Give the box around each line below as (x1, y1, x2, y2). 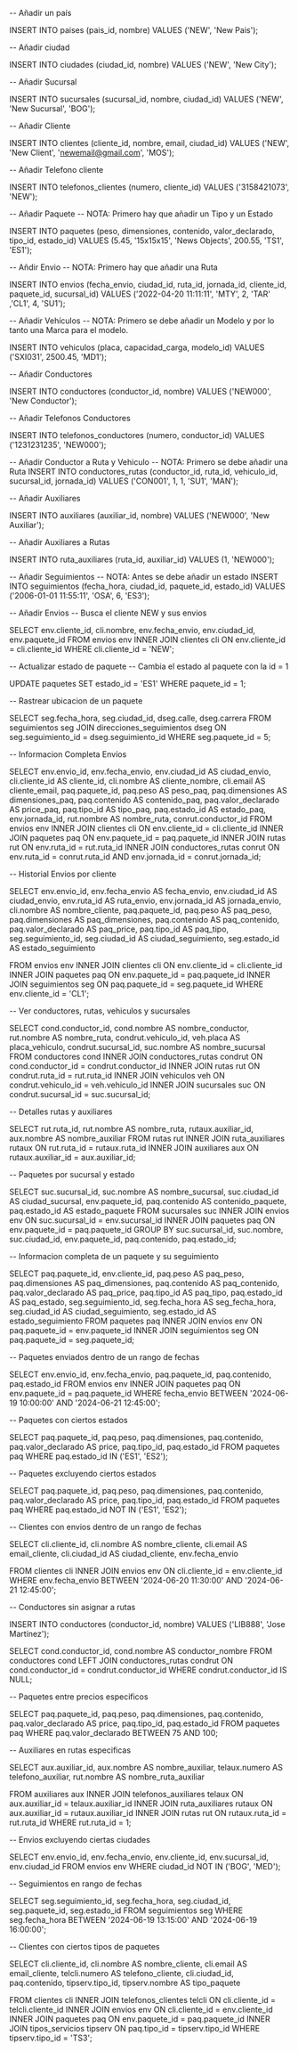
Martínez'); (9, 1629, 50, 1639)
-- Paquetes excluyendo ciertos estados (9, 1469, 157, 1478)
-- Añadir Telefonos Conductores (9, 413, 131, 423)
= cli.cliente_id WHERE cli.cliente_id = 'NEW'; (9, 644, 175, 654)
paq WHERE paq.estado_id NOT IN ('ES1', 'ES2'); (9, 1504, 188, 1515)
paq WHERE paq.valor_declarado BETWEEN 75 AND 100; (9, 1728, 218, 1738)
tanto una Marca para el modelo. (9, 325, 129, 335)
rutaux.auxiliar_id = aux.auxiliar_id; (9, 1152, 136, 1162)
